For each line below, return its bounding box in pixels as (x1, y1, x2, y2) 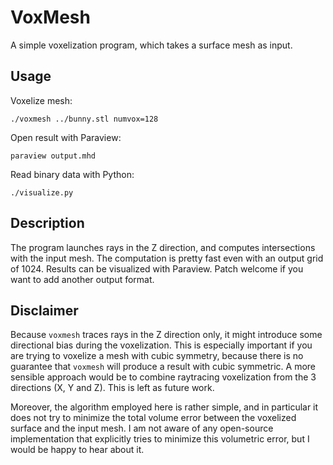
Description (10, 215, 85, 232)
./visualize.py (10, 187, 74, 198)
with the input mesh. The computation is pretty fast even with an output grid (10, 252, 324, 264)
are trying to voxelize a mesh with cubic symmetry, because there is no (10, 350, 304, 362)
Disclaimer (10, 302, 79, 319)
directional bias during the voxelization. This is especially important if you (10, 339, 313, 351)
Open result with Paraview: (10, 131, 122, 143)
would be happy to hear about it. (10, 444, 145, 456)
